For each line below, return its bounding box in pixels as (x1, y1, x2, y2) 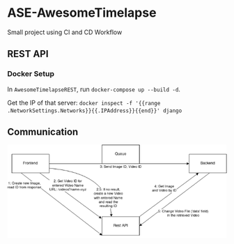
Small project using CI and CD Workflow (7, 28, 123, 36)
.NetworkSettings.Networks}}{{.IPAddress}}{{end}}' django (7, 107, 182, 114)
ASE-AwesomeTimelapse (7, 5, 157, 21)
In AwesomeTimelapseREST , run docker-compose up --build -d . (7, 85, 181, 93)
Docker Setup (7, 69, 54, 79)
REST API (7, 48, 49, 60)
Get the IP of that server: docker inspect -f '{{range (7, 98, 161, 107)
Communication (7, 126, 79, 138)
